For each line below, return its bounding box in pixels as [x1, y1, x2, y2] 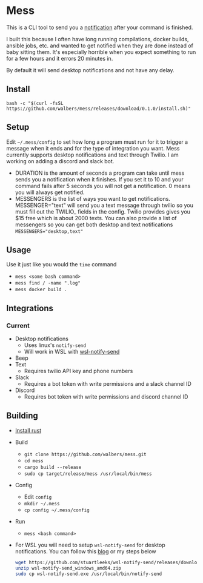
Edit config [24, 493, 52, 500]
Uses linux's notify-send [24, 342, 87, 349]
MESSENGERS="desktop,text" [15, 228, 84, 234]
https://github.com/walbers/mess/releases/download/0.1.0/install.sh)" [6, 106, 191, 112]
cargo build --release [24, 464, 82, 470]
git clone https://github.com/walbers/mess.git [24, 451, 147, 457]
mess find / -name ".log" [15, 280, 81, 286]
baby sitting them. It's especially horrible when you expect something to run [6, 48, 196, 55]
